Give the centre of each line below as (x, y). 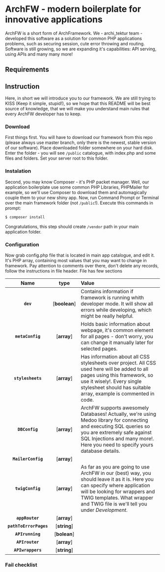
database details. (100, 451)
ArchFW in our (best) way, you (116, 473)
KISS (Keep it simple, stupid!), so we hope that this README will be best (78, 103)
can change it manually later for (117, 342)
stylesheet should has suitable (116, 387)
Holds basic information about (116, 324)
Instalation (18, 171)
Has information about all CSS (115, 357)
